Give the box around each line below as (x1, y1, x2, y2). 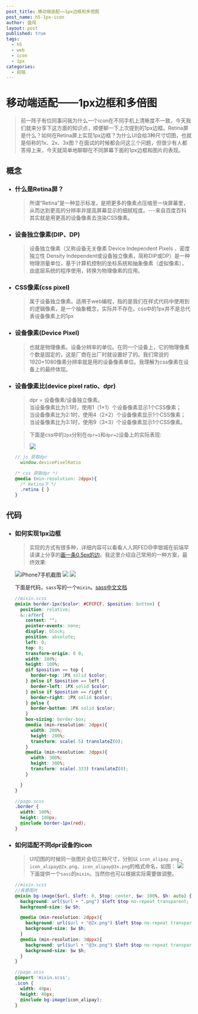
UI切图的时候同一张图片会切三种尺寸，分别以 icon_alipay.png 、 (29, 856, 186, 863)
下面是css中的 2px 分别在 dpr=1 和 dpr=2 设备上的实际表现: (29, 431, 162, 438)
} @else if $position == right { (25, 689, 108, 695)
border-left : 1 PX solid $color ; (30, 683, 110, 689)
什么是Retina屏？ (14, 184, 64, 193)
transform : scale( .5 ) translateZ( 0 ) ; (30, 738, 124, 744)
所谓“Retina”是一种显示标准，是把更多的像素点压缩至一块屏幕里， (29, 199, 189, 206)
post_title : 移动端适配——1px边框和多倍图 (6, 8, 100, 15)
